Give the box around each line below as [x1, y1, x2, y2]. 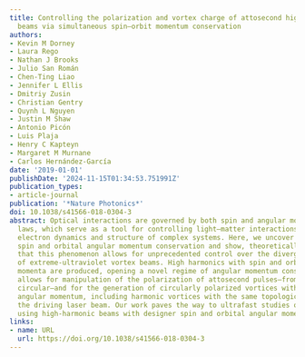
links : [9, 317, 34, 327]
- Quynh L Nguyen [9, 106, 75, 115]
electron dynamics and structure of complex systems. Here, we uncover [17, 233, 295, 242]
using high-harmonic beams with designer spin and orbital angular [17, 309, 279, 318]
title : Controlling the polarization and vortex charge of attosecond [9, 13, 282, 23]
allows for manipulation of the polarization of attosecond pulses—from [17, 275, 299, 284]
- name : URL [9, 326, 54, 335]
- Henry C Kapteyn [9, 140, 79, 149]
